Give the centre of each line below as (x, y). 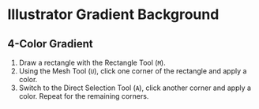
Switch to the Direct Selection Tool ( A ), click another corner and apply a (135, 88)
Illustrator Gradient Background (113, 15)
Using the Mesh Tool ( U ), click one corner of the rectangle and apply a (133, 71)
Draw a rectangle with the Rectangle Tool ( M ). (92, 62)
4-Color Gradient (50, 44)
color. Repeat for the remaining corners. (84, 96)
